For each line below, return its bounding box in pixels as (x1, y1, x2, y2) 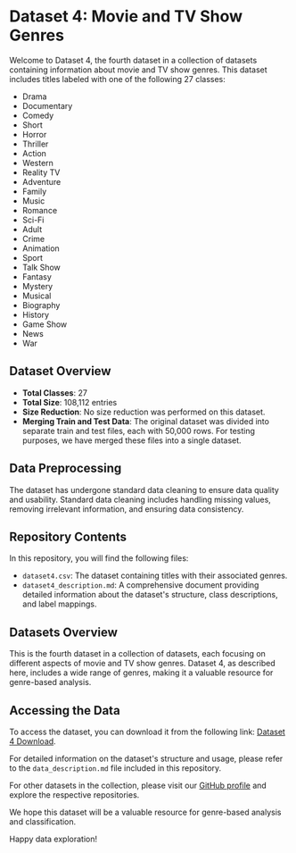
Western (21, 157, 53, 168)
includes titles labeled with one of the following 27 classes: (9, 73, 226, 84)
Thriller (21, 138, 49, 149)
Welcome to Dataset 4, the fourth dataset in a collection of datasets (9, 54, 258, 65)
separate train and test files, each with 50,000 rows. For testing (21, 425, 256, 436)
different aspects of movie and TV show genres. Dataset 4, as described (9, 658, 276, 669)
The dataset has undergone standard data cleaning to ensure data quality (9, 484, 279, 495)
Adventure (21, 176, 62, 187)
